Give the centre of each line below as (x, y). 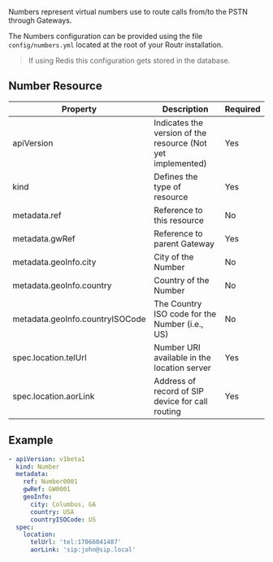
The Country (178, 303)
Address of (175, 381)
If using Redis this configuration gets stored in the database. (129, 61)
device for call (181, 401)
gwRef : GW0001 (47, 490)
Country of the (182, 280)
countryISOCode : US (63, 520)
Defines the (176, 176)
